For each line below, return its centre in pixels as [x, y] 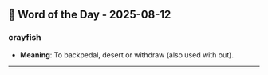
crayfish [25, 37]
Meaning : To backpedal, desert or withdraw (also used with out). [126, 55]
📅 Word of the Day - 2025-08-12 [90, 15]
